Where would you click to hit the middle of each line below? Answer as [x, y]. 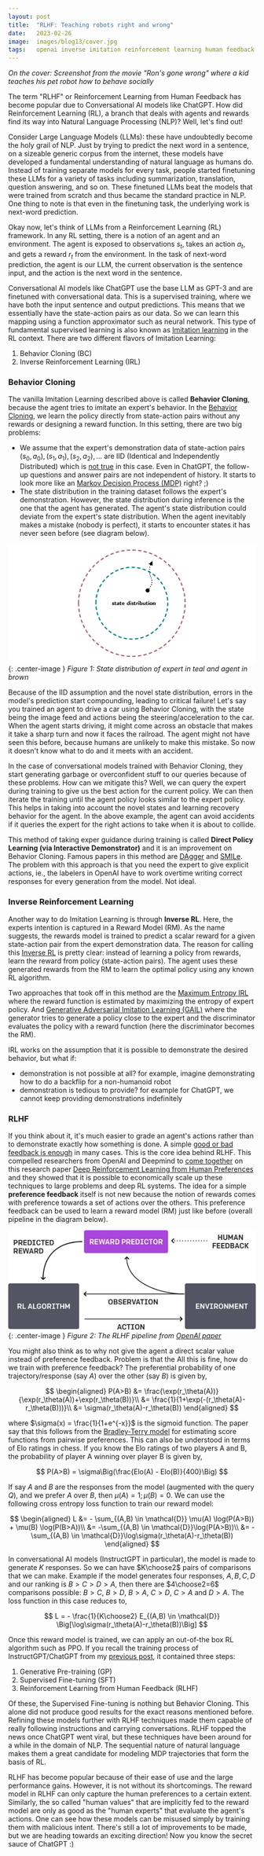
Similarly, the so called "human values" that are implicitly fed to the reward [128, 1803]
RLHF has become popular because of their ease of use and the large [121, 1777]
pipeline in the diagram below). [58, 1219]
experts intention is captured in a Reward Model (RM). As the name [117, 927]
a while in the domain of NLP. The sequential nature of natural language [124, 1745]
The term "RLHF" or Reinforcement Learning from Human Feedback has [125, 97]
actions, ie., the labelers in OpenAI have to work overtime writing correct [125, 873]
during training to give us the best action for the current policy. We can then [131, 791]
